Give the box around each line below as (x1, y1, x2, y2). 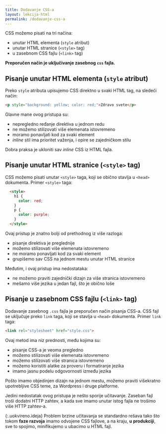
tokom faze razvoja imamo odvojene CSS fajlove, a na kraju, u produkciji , (5, 418, 156, 424)
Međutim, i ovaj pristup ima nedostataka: (5, 265, 88, 271)
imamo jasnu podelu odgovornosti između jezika (12, 368, 111, 374)
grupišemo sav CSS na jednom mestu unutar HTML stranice (12, 256, 135, 261)
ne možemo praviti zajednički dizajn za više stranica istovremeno (12, 275, 145, 281)
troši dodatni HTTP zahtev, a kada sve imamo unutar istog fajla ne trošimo (5, 398, 156, 404)
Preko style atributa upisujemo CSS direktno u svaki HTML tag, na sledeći (5, 87, 157, 93)
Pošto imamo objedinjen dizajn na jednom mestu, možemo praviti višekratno (5, 377, 161, 383)
